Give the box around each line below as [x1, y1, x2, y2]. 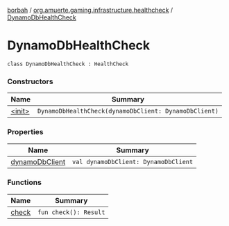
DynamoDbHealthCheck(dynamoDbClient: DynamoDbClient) [37, 107, 219, 115]
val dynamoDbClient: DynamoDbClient [71, 158, 193, 166]
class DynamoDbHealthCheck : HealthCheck [7, 60, 129, 67]
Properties [7, 127, 44, 137]
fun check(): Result [37, 208, 105, 216]
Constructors [7, 76, 53, 86]
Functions [7, 177, 42, 187]
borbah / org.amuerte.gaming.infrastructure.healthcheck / [7, 6, 173, 14]
